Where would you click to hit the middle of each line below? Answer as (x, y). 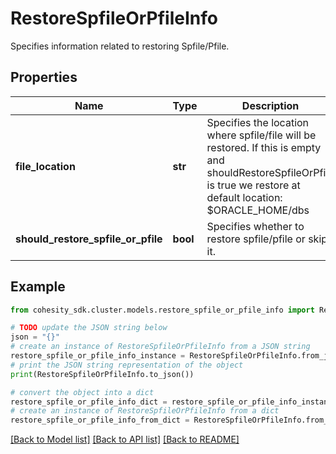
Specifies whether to (255, 226)
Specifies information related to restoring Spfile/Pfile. (120, 46)
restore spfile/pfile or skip (267, 239)
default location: (244, 197)
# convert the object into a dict (82, 392)
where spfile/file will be (261, 135)
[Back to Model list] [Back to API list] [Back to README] (125, 439)
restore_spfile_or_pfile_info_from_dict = (100, 420)
